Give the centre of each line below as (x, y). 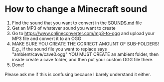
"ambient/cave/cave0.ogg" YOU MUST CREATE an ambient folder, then (85, 54)
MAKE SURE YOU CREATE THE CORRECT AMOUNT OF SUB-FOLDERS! (85, 43)
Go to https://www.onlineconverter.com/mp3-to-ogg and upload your (83, 33)
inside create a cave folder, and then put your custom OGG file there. (82, 59)
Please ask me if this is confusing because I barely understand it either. (78, 74)
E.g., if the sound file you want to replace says (59, 49)
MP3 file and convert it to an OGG (47, 39)
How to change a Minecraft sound (76, 9)
